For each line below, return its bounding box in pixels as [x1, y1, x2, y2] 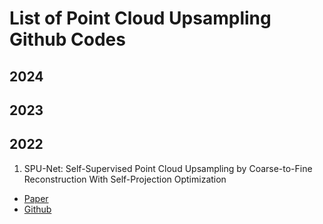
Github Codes [9, 28, 126, 51]
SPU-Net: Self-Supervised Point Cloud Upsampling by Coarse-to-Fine [23, 162, 313, 174]
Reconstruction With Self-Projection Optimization [23, 173, 227, 185]
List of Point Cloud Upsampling [9, 7, 272, 30]
